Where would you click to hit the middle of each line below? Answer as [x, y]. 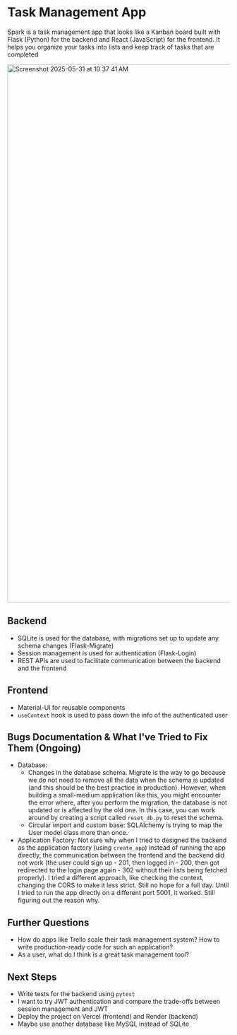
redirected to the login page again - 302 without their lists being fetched [122, 870]
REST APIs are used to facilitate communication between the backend [119, 660]
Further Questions [48, 922]
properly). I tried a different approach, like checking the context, [111, 878]
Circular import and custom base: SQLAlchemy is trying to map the [125, 825]
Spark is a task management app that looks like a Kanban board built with [114, 32]
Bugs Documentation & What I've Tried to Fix [108, 737]
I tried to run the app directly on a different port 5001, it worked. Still [116, 893]
